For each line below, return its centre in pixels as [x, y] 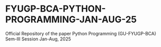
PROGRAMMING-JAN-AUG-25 [71, 19]
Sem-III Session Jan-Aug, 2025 [38, 39]
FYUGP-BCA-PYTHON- [56, 9]
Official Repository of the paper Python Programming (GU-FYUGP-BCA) [81, 33]
